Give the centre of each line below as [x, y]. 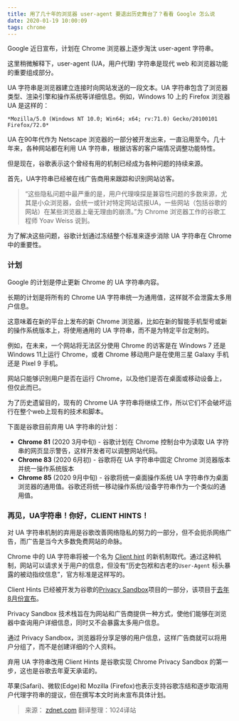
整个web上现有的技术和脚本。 [63, 411]
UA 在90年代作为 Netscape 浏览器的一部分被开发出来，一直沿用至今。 [110, 139]
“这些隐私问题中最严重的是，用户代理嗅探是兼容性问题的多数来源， [123, 194]
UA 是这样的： [28, 106]
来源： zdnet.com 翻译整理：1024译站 [80, 710]
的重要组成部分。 [32, 73]
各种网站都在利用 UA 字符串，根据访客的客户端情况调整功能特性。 [122, 148]
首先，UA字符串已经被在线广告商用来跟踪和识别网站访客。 [93, 178]
